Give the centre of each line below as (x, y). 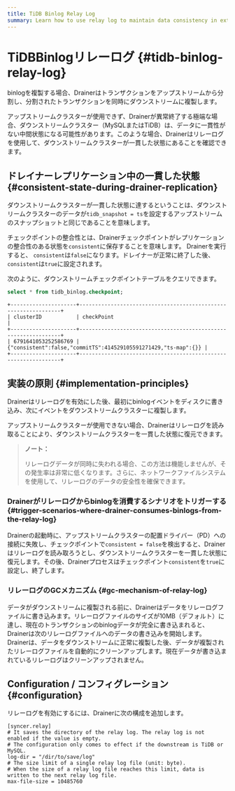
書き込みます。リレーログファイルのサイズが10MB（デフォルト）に (128, 616)
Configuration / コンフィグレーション (88, 684)
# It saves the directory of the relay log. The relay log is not (106, 733)
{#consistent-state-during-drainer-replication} (113, 187)
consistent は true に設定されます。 (57, 264)
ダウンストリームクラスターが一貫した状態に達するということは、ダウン (111, 205)
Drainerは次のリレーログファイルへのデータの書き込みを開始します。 (106, 633)
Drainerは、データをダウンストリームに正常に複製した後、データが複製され (116, 642)
